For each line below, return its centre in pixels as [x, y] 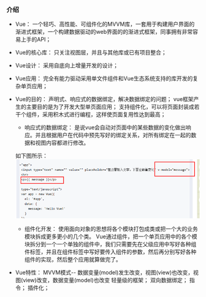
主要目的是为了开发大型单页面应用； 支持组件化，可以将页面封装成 [110, 107]
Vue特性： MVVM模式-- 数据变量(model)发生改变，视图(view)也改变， [104, 273]
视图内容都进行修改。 [62, 143]
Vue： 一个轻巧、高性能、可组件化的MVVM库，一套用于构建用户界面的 [105, 24]
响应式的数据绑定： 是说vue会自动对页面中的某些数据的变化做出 [105, 127]
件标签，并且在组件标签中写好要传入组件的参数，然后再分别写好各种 [110, 252]
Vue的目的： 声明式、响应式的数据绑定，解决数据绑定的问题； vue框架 [105, 99]
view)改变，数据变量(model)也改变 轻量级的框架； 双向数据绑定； [105, 280]
